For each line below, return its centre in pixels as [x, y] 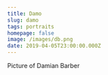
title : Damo [24, 14]
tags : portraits [31, 26]
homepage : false [31, 33]
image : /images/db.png [40, 40]
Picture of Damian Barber [44, 66]
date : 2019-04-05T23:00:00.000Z [54, 46]
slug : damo [23, 20]
